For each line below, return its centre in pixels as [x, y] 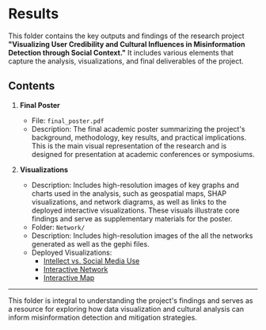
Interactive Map [69, 278]
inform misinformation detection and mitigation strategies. [103, 317]
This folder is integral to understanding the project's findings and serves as [131, 300]
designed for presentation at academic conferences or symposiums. [143, 154]
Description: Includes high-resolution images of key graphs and [135, 185]
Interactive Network [76, 269]
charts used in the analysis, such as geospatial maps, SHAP [129, 193]
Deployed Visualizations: [72, 252]
